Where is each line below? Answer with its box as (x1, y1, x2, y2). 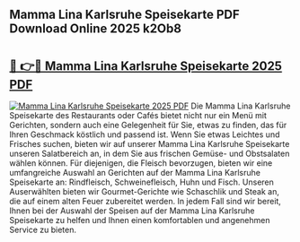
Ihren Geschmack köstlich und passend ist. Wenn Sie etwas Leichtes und (9, 129, 280, 140)
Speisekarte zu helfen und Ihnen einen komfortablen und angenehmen (9, 215, 270, 225)
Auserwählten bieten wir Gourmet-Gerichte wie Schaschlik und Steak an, (9, 186, 280, 196)
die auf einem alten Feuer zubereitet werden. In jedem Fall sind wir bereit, (9, 196, 281, 206)
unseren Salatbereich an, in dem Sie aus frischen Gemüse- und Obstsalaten (9, 148, 290, 159)
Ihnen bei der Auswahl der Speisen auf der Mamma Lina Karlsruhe (9, 205, 255, 216)
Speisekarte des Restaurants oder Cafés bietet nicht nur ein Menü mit (9, 110, 268, 120)
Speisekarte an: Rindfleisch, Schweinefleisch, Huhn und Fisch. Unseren (9, 177, 274, 187)
